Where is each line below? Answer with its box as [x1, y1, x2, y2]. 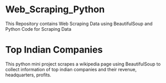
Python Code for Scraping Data [5, 26, 72, 32]
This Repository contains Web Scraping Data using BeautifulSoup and [5, 20, 153, 27]
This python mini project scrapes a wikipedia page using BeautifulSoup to [5, 60, 161, 67]
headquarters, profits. [5, 72, 51, 78]
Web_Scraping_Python [5, 4, 105, 15]
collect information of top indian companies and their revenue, [5, 66, 137, 72]
